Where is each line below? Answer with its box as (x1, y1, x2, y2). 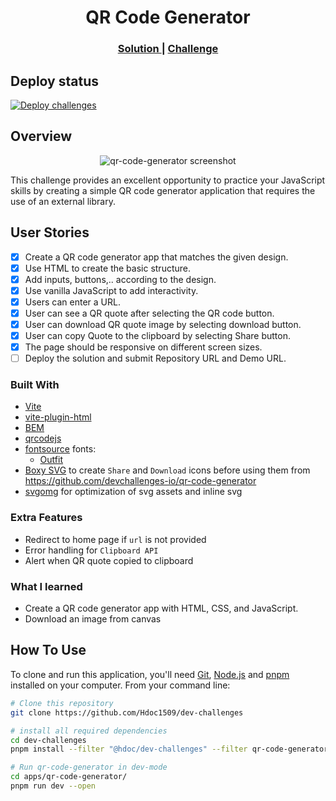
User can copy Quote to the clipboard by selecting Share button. (24, 329, 291, 341)
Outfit (39, 454, 63, 466)
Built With (10, 378, 60, 392)
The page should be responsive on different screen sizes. (24, 341, 263, 353)
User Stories (10, 224, 90, 241)
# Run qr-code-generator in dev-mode (10, 762, 168, 773)
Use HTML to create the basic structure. (24, 262, 191, 274)
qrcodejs (24, 432, 62, 445)
